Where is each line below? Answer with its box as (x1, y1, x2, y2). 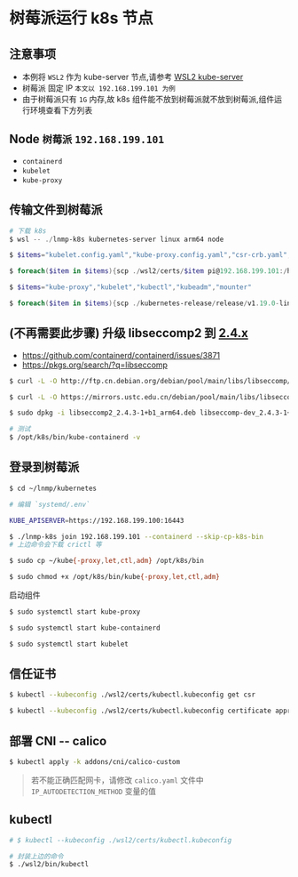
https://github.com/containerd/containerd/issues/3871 (21, 350, 221, 360)
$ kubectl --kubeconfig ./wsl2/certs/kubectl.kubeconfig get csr (9, 690, 255, 699)
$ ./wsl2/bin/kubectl (9, 860, 90, 869)
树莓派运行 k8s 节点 (9, 8, 153, 28)
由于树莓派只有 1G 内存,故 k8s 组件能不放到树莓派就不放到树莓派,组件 (21, 94, 275, 104)
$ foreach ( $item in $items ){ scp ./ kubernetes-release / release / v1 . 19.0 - (9, 299, 279, 308)
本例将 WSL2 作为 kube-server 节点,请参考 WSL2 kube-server (21, 72, 244, 82)
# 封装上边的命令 (9, 851, 64, 861)
